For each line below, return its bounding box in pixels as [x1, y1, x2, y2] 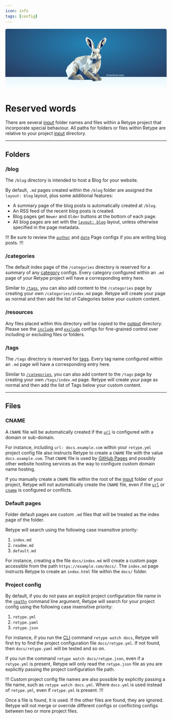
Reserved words [5, 103, 76, 114]
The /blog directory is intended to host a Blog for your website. [5, 177, 138, 183]
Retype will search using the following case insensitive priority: [5, 527, 138, 533]
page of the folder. [5, 517, 45, 523]
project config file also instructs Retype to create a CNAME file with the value [5, 450, 163, 456]
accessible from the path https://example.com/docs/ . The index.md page [5, 563, 159, 569]
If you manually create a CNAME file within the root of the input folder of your [5, 476, 164, 482]
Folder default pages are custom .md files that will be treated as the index [5, 511, 160, 517]
